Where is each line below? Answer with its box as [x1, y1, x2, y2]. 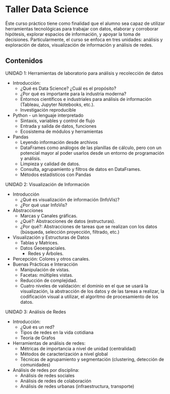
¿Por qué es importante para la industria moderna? [20, 90, 127, 97]
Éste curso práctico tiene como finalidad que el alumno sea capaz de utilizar [5, 20, 165, 26]
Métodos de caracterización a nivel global [20, 351, 108, 357]
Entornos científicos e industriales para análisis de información [20, 96, 152, 102]
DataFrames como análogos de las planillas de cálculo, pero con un [20, 145, 161, 151]
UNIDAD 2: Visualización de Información [5, 181, 90, 187]
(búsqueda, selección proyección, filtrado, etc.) [20, 229, 120, 235]
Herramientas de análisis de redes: [12, 340, 86, 346]
